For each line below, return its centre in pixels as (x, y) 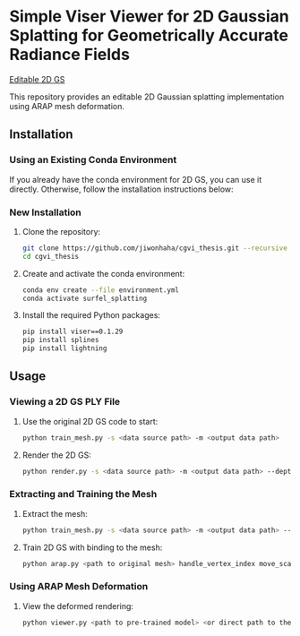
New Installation (46, 212)
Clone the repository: (61, 231)
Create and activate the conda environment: (103, 273)
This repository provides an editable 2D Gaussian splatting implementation (147, 97)
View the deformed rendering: (78, 606)
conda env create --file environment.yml (100, 290)
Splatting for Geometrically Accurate (149, 35)
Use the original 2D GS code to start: (90, 421)
